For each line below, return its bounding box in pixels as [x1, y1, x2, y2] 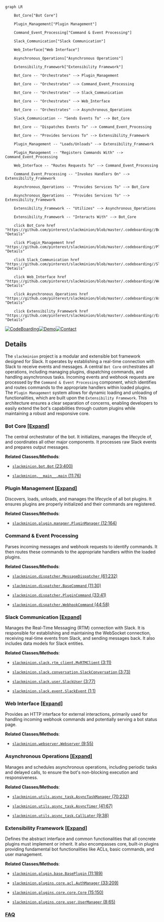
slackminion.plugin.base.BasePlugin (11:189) [12, 870, 103, 876]
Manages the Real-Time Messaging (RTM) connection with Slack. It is [5, 625, 145, 631]
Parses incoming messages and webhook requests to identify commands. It [5, 543, 158, 549]
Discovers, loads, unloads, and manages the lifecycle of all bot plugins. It [5, 496, 152, 502]
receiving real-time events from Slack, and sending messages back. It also [5, 635, 155, 641]
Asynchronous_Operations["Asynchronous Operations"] [14, 56, 123, 61]
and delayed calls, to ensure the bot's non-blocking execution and [5, 769, 138, 775]
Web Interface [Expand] [5, 700, 63, 707]
